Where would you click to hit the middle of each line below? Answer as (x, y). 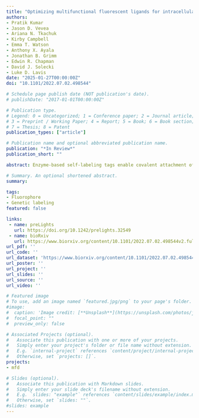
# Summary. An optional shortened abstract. (62, 176)
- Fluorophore (24, 197)
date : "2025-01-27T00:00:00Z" (44, 78)
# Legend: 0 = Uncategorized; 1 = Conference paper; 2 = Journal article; (100, 116)
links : (14, 219)
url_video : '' (24, 286)
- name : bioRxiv (29, 236)
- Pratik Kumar (25, 23)
